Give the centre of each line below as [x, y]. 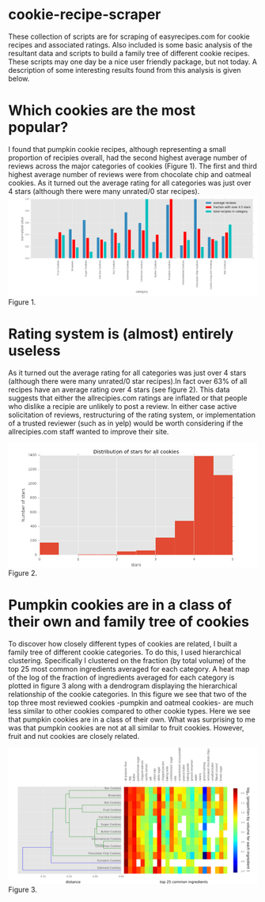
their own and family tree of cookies [129, 622]
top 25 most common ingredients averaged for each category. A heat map [129, 669]
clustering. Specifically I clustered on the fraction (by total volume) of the [127, 661]
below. [19, 78]
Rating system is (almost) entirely [121, 334]
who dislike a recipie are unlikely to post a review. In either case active [123, 407]
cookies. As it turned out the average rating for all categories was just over [130, 183]
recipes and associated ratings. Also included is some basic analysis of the [131, 44]
